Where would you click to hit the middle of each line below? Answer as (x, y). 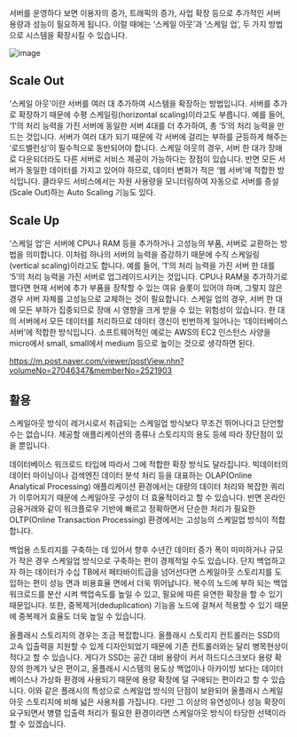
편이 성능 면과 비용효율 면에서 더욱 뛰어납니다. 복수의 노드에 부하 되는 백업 (160, 583)
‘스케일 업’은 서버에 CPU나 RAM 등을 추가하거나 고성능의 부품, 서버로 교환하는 (144, 243)
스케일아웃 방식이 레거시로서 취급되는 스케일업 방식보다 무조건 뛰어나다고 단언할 (147, 424)
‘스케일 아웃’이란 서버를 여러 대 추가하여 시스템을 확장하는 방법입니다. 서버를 (140, 103)
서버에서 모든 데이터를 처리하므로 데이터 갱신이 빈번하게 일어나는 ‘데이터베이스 (153, 321)
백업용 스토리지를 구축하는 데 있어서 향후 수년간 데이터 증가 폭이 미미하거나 (138, 550)
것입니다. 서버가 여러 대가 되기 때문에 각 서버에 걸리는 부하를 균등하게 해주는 (156, 137)
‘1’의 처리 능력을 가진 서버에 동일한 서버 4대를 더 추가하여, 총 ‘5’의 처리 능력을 (142, 125)
